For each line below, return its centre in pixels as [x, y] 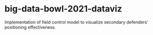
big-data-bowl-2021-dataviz [63, 9]
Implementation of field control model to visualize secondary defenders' [76, 22]
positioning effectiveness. [30, 27]
